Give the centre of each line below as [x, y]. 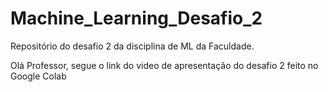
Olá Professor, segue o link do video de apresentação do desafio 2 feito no [164, 65]
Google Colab [38, 76]
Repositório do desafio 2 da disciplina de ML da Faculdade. [132, 46]
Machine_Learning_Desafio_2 [136, 18]
